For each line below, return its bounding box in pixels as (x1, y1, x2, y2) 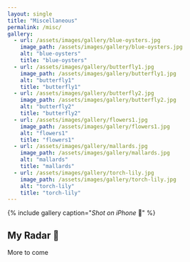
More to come (7, 248, 48, 257)
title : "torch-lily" (20, 189, 81, 197)
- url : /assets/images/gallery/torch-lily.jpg (14, 169, 154, 177)
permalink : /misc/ (7, 23, 62, 31)
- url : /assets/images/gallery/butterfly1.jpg (14, 63, 154, 70)
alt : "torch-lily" (20, 182, 75, 189)
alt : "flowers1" (20, 130, 69, 137)
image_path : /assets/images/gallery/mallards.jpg (20, 150, 171, 157)
